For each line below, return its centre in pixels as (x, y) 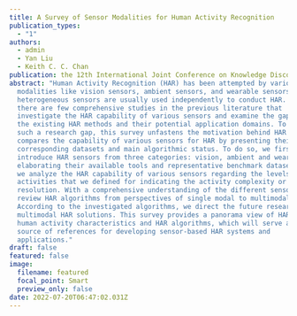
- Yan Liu (35, 58)
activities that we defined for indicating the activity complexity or (152, 182)
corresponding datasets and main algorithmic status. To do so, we (144, 149)
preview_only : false (55, 289)
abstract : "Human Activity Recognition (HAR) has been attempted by (138, 83)
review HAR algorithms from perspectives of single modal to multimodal (154, 199)
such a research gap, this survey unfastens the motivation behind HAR (152, 133)
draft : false (33, 248)
